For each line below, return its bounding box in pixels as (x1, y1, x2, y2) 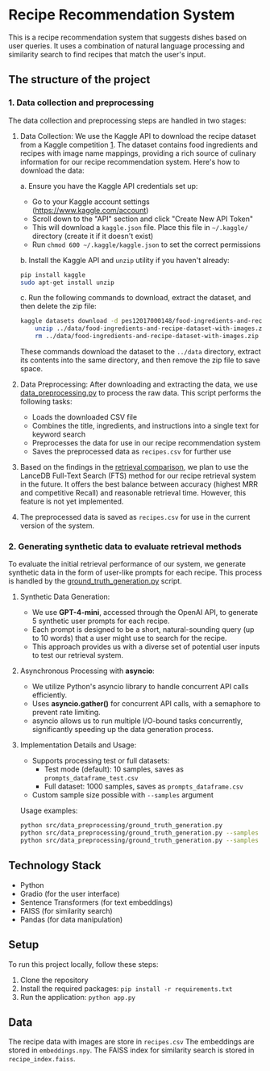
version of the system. (19, 521, 95, 530)
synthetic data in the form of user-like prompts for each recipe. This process (8, 567, 263, 578)
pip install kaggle (19, 270, 86, 279)
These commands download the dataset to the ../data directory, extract (19, 347, 261, 356)
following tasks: (19, 397, 73, 406)
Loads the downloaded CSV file (31, 412, 138, 421)
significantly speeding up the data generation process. (31, 725, 214, 734)
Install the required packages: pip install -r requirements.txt (19, 983, 233, 994)
